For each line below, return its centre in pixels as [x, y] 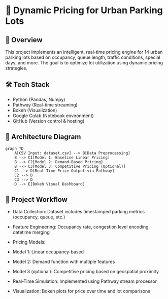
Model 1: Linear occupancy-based [48, 252]
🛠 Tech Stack [27, 85]
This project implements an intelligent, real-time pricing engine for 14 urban [84, 52]
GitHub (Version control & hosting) [48, 121]
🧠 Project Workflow [36, 200]
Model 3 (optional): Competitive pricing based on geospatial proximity [86, 272]
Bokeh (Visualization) [35, 110]
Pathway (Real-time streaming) [45, 105]
